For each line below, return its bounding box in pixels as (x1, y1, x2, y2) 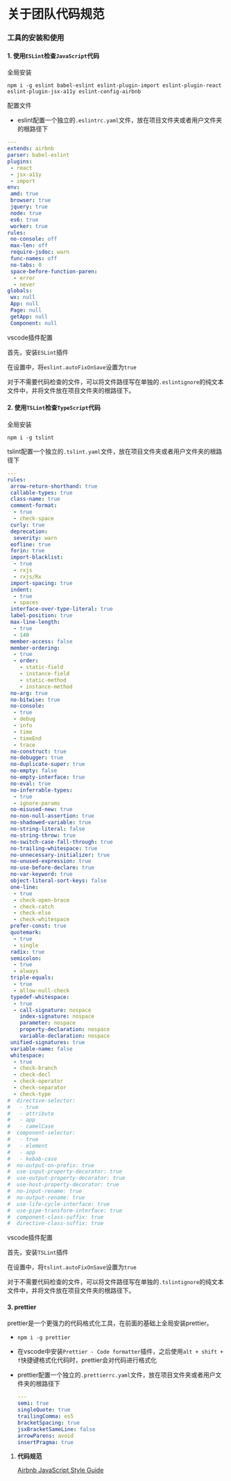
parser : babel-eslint (7, 152, 70, 159)
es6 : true (10, 216, 39, 223)
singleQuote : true (17, 1407, 71, 1414)
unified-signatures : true (10, 1039, 85, 1046)
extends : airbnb (7, 145, 54, 152)
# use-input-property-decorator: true (7, 1168, 123, 1176)
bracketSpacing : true (17, 1419, 80, 1426)
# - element (7, 1142, 49, 1149)
